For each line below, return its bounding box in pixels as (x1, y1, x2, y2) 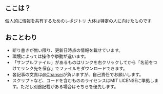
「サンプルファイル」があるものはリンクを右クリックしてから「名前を (12, 59, 153, 65)
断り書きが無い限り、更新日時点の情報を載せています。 (12, 47, 123, 53)
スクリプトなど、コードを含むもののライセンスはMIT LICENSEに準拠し (12, 78, 155, 83)
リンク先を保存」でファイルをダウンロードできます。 (20, 65, 128, 71)
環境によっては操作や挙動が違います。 (12, 53, 89, 59)
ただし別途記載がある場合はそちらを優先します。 (20, 83, 119, 89)
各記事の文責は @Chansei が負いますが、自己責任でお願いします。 (12, 71, 144, 77)
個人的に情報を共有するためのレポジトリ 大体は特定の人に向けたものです (5, 18, 152, 24)
